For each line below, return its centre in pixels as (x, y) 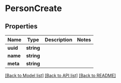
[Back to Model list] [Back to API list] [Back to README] (60, 76)
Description (59, 40)
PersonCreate (33, 8)
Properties (21, 26)
